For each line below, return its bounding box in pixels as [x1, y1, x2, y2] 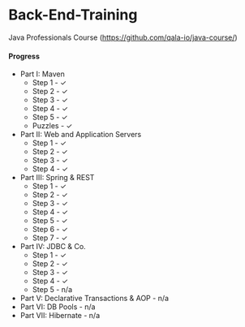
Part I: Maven [19, 69, 65, 79]
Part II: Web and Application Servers [19, 130, 142, 140]
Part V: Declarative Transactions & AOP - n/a [19, 294, 169, 303]
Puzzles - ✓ [32, 121, 73, 131]
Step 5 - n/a [32, 285, 73, 295]
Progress [8, 51, 41, 61]
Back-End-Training [8, 6, 138, 24]
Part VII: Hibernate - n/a [19, 311, 101, 321]
